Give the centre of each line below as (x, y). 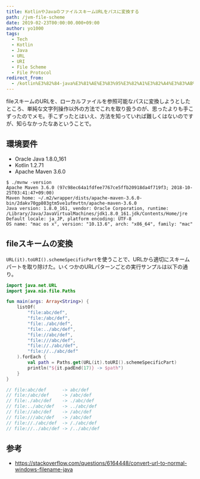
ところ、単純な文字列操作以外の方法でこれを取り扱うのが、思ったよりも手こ (100, 109)
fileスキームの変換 (40, 244)
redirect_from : (25, 78)
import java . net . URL (32, 285)
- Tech (20, 39)
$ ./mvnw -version (29, 182)
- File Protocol (32, 73)
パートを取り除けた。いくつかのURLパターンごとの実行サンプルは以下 (92, 267)
